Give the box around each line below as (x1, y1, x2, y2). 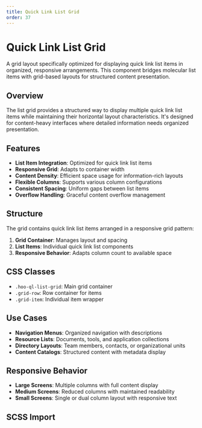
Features (6, 143, 40, 154)
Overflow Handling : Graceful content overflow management (14, 191, 166, 199)
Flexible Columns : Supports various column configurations (14, 178, 163, 186)
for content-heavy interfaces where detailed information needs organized (6, 119, 189, 127)
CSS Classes (6, 266, 55, 277)
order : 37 (6, 14, 31, 20)
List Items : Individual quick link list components (14, 242, 134, 250)
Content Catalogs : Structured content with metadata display (14, 348, 166, 356)
